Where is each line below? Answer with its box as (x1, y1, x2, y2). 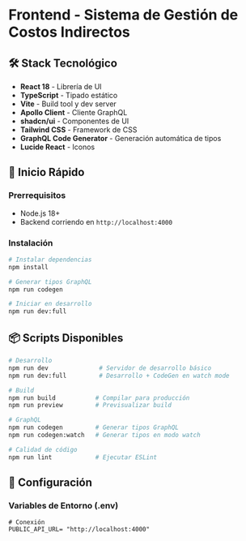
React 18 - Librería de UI (19, 82, 103, 91)
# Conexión (8, 518, 45, 526)
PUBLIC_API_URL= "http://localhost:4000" (8, 526, 151, 534)
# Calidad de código (8, 445, 78, 453)
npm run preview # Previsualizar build (8, 401, 172, 410)
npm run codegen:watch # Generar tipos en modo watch (8, 432, 201, 440)
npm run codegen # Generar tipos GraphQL (8, 423, 180, 432)
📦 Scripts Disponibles (8, 331, 124, 345)
